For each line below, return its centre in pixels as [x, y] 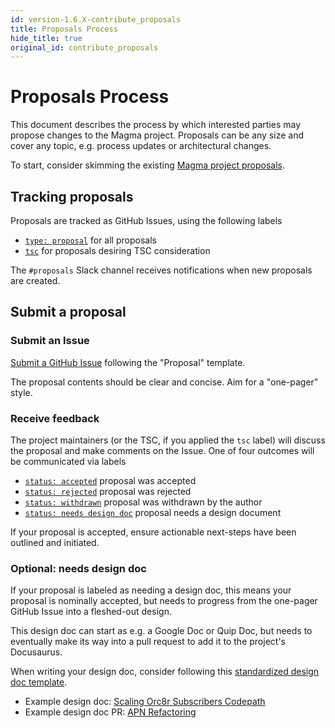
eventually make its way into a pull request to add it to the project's [148, 642]
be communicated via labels [68, 461]
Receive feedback [55, 418]
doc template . [39, 682]
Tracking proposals [72, 196]
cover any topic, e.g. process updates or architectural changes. [141, 146]
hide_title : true [46, 38]
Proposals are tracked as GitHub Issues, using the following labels [146, 220]
